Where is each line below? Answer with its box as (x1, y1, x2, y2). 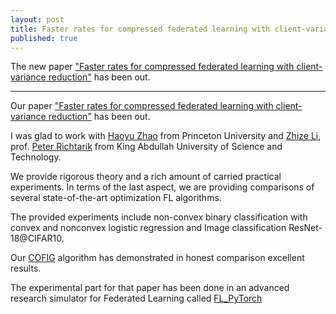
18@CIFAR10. (10, 232, 65, 245)
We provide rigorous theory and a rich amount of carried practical (10, 171, 282, 183)
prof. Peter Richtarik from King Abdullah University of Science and (10, 141, 283, 153)
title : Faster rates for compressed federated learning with (10, 24, 271, 34)
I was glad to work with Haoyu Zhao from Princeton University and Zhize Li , (10, 130, 322, 142)
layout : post (10, 14, 65, 25)
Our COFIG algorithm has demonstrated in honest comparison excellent (10, 252, 305, 264)
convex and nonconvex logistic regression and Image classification (10, 222, 287, 234)
